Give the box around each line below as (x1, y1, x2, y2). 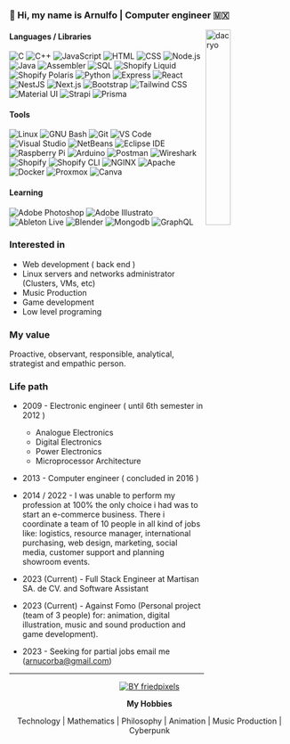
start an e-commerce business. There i (21, 509, 165, 520)
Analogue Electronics (35, 428, 114, 438)
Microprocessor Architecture (35, 455, 141, 467)
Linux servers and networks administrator (21, 268, 175, 279)
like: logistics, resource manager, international (21, 528, 191, 539)
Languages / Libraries (9, 31, 92, 42)
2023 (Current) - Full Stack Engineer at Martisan (21, 574, 200, 585)
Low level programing (21, 306, 102, 316)
